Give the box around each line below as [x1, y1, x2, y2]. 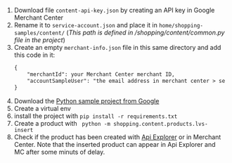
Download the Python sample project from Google [13, 96, 160, 105]
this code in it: [13, 51, 56, 59]
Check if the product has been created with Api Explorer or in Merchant [13, 133, 221, 141]
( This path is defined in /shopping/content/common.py [66, 28, 225, 37]
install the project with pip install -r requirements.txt [13, 112, 178, 120]
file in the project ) [13, 36, 65, 44]
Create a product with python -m [13, 119, 111, 127]
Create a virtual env [13, 104, 72, 112]
